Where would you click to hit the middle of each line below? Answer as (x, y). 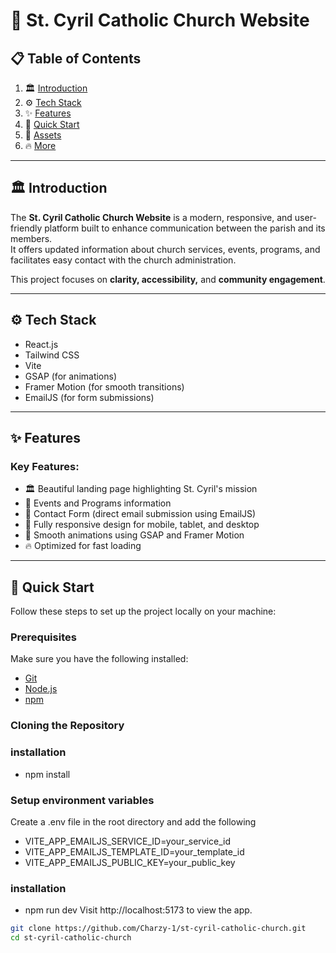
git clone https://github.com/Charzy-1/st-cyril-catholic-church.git (158, 929)
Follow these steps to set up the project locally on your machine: (143, 611)
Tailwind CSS (52, 355)
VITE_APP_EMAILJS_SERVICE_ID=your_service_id (128, 841)
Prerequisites (43, 637)
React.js (41, 344)
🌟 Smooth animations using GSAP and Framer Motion (134, 535)
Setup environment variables (82, 800)
